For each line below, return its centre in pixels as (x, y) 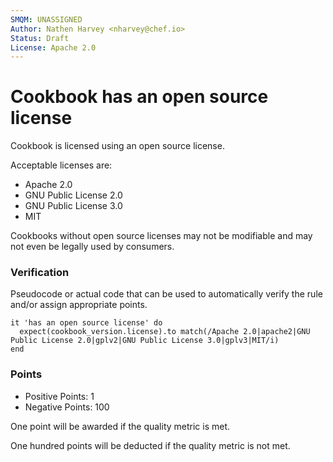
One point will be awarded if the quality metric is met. (120, 426)
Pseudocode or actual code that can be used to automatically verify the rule (166, 294)
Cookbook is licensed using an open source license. (117, 146)
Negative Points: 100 (67, 407)
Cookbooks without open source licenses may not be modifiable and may (161, 236)
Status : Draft (40, 38)
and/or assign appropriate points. (79, 305)
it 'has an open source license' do (86, 323)
